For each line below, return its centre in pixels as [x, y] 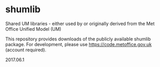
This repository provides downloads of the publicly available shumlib [78, 39]
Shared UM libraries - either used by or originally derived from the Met [80, 24]
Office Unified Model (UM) [33, 29]
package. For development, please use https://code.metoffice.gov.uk [78, 44]
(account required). [26, 50]
